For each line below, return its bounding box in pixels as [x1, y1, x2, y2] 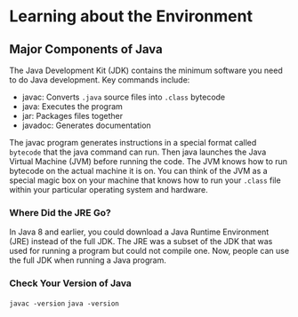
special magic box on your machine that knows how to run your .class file [9, 175, 282, 186]
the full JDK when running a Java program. [9, 255, 167, 265]
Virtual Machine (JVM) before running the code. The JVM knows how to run [9, 156, 287, 166]
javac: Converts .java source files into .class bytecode [21, 91, 226, 102]
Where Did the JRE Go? [9, 206, 111, 218]
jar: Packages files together [21, 111, 124, 121]
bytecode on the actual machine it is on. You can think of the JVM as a [9, 166, 269, 176]
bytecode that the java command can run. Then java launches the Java [9, 147, 267, 157]
